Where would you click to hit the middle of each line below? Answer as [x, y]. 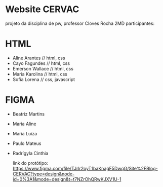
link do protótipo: [30, 163]
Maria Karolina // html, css [40, 74]
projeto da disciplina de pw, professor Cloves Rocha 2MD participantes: [80, 23]
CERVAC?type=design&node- [44, 174]
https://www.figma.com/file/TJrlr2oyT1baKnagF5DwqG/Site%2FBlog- [85, 168]
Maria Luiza [25, 133]
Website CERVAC [42, 9]
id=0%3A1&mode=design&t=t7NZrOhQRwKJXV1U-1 [67, 179]
